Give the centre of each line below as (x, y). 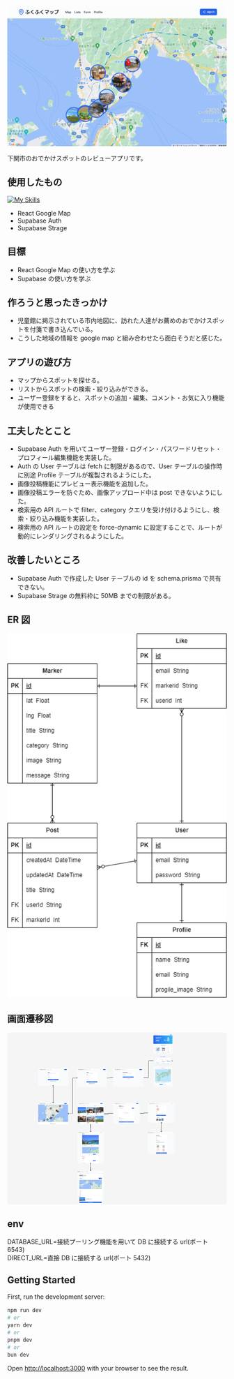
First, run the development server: (56, 1297)
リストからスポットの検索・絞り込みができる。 (84, 389)
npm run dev (24, 1311)
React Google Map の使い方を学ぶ (66, 269)
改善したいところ (44, 560)
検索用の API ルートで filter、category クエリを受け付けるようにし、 (115, 509)
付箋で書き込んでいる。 (63, 329)
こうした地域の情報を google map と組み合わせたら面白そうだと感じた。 (122, 338)
